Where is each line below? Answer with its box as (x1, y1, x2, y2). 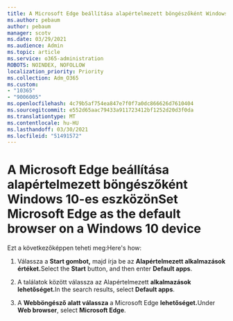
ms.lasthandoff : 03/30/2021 (7, 126, 89, 133)
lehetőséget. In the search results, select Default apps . (17, 285, 175, 294)
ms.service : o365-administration (7, 55, 104, 62)
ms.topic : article (7, 49, 60, 56)
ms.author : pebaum (7, 17, 60, 24)
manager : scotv (7, 29, 51, 37)
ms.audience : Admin (7, 42, 64, 49)
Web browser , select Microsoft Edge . (17, 306, 126, 315)
